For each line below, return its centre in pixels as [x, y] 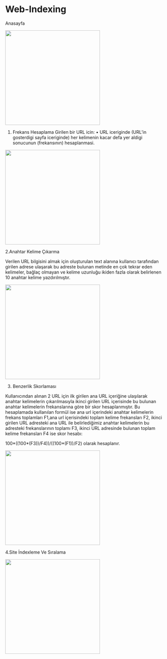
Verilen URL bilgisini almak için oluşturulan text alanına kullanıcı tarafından [82, 261]
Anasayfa [15, 23]
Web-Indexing [36, 9]
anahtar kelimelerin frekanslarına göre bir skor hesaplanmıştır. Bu [73, 407]
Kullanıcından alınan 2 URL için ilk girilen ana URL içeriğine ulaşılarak [76, 396]
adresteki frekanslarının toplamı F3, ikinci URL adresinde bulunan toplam [80, 428]
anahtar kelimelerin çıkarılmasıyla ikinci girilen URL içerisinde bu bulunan [81, 401]
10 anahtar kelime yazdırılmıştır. [38, 277]
